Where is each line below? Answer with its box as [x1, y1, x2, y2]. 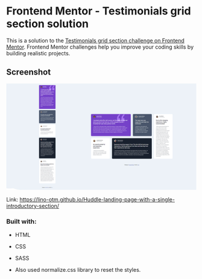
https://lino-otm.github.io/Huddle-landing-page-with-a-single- [19, 196, 175, 203]
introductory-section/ [6, 203, 59, 210]
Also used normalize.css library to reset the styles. [14, 266, 141, 273]
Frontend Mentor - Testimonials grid [6, 4, 191, 18]
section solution [6, 17, 89, 31]
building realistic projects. [6, 49, 71, 57]
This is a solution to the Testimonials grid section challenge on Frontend [6, 37, 185, 44]
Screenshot [6, 67, 51, 78]
